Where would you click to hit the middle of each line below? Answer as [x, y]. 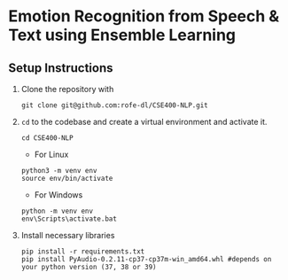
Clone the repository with [67, 89]
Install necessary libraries [68, 235]
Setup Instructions [61, 68]
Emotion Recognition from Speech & [144, 16]
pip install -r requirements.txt [83, 252]
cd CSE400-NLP [47, 138]
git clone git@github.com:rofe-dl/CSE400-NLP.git [115, 105]
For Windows [58, 195]
